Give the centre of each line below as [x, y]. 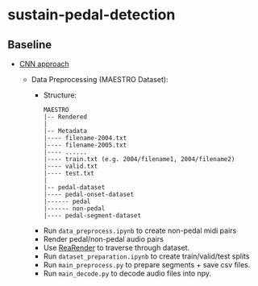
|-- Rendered [65, 117]
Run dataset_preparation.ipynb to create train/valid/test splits [146, 256]
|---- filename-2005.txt [85, 145]
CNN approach [44, 64]
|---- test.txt [69, 173]
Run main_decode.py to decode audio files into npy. [127, 273]
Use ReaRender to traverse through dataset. [117, 248]
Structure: [60, 95]
